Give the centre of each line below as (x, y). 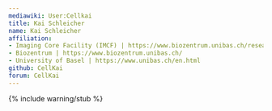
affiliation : (30, 38)
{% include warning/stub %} (56, 98)
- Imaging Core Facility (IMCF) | (67, 46)
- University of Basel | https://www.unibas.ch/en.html (104, 61)
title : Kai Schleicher (47, 23)
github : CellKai (36, 68)
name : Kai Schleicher (45, 31)
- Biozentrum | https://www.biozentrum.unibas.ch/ (96, 53)
